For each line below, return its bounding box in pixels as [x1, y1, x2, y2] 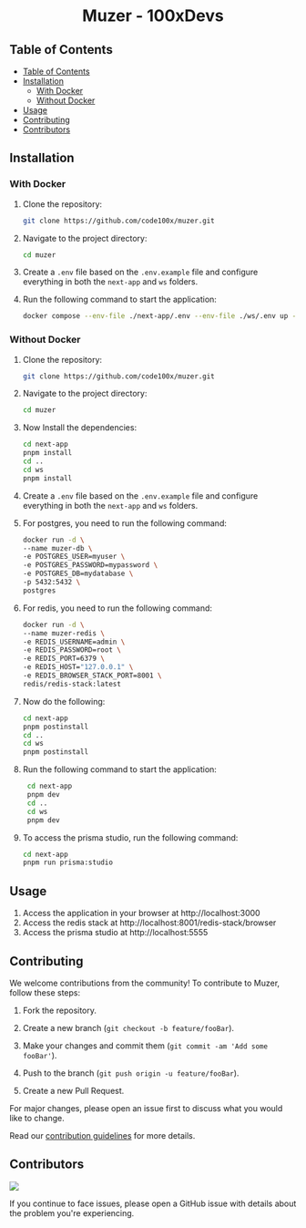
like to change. [9, 1112, 66, 1123]
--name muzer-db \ [22, 543, 93, 552]
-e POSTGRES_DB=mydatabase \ [22, 569, 134, 579]
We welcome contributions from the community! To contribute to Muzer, [9, 977, 280, 988]
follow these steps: [9, 986, 80, 998]
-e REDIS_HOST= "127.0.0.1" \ [22, 663, 134, 672]
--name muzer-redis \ [22, 628, 105, 638]
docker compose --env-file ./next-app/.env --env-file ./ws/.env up [22, 312, 289, 321]
